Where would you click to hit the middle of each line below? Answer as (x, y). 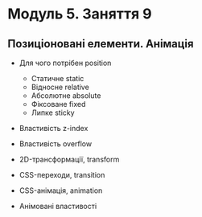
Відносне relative (60, 87)
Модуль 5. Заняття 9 (80, 14)
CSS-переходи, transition (62, 175)
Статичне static (58, 78)
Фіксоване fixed (58, 104)
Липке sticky (53, 113)
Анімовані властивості (58, 206)
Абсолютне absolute (66, 96)
